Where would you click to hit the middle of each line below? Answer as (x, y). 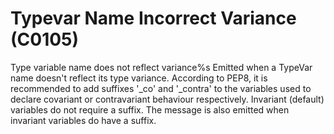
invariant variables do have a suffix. (83, 120)
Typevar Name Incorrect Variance (153, 18)
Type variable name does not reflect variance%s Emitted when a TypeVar (161, 67)
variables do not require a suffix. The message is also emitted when (150, 109)
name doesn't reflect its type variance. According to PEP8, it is (139, 78)
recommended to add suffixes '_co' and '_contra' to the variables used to (161, 88)
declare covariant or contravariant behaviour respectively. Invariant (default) (167, 99)
